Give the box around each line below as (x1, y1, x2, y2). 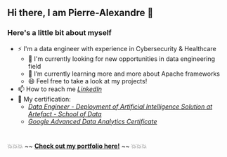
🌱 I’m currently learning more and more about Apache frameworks (27, 69, 220, 78)
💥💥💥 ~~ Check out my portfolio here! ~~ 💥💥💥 (7, 142, 148, 150)
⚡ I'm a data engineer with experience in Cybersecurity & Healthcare (17, 44, 216, 53)
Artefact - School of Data (27, 109, 102, 118)
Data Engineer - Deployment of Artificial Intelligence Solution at (27, 102, 213, 111)
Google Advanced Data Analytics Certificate (27, 117, 157, 125)
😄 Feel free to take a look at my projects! (27, 76, 148, 85)
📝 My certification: (17, 95, 72, 103)
